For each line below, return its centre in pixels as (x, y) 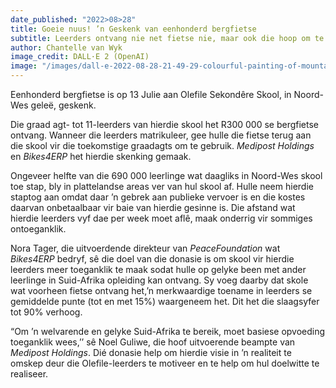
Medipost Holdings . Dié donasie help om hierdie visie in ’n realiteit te (151, 352)
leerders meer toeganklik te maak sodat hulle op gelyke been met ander (158, 269)
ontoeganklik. (38, 229)
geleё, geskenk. (63, 105)
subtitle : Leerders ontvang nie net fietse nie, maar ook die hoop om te (167, 38)
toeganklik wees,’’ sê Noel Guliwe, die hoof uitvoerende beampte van (153, 342)
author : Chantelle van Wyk (66, 47)
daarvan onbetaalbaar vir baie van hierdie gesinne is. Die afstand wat (153, 207)
